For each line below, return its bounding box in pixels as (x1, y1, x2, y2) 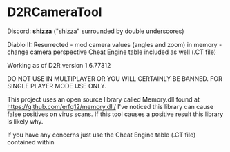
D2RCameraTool (7, 4, 102, 20)
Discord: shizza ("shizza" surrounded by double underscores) (7, 27, 184, 35)
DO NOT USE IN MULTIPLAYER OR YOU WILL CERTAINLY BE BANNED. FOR (7, 74, 223, 83)
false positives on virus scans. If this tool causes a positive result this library (7, 110, 224, 118)
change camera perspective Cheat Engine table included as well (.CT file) (7, 48, 216, 56)
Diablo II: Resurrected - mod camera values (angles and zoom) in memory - (7, 40, 222, 48)
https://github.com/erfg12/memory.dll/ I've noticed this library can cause (7, 102, 214, 111)
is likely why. (7, 117, 44, 125)
